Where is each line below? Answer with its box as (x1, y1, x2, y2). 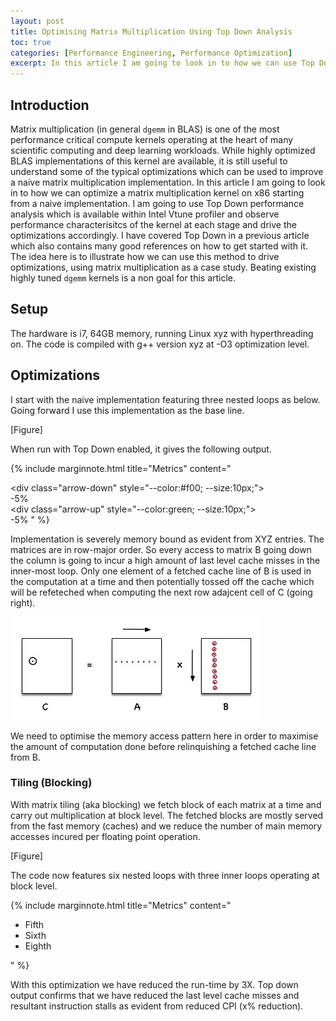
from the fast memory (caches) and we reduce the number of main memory (10, 820, 323, 832)
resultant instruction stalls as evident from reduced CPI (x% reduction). (10, 1000, 304, 1012)
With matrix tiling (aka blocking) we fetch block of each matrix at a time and (10, 798, 322, 810)
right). (10, 596, 36, 609)
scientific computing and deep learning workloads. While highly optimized (10, 144, 316, 156)
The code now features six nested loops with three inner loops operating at (10, 869, 320, 881)
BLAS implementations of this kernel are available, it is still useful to (10, 155, 288, 167)
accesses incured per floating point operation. (10, 830, 201, 842)
